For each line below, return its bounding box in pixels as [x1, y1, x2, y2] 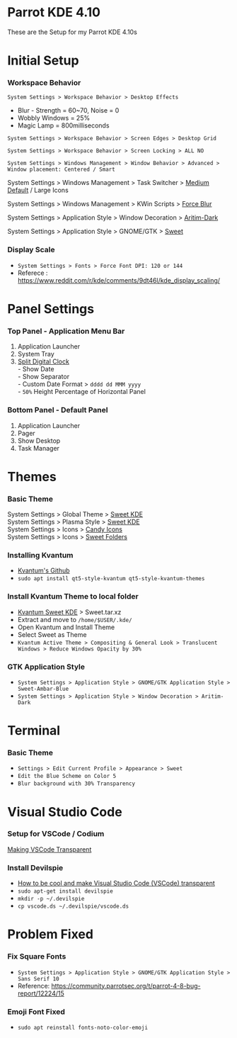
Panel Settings [7, 300, 94, 317]
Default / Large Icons [7, 186, 69, 195]
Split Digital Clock [17, 357, 69, 366]
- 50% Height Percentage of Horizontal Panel [17, 388, 146, 396]
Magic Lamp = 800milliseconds [17, 121, 110, 130]
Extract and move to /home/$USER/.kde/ [17, 615, 132, 624]
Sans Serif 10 [17, 975, 59, 982]
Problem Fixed [7, 926, 94, 942]
